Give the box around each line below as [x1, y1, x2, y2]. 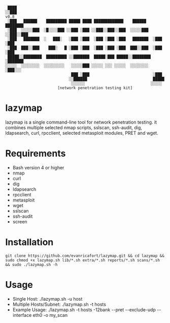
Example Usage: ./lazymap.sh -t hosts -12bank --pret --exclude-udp [12, 306, 156, 313]
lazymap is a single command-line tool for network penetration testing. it [5, 119, 157, 125]
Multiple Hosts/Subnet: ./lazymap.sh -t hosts [12, 301, 107, 307]
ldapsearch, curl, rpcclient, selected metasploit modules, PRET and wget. [5, 130, 158, 136]
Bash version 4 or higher [12, 164, 64, 170]
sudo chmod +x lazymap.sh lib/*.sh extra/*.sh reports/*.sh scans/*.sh [5, 257, 160, 262]
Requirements [5, 148, 66, 159]
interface [12, 312, 32, 318]
